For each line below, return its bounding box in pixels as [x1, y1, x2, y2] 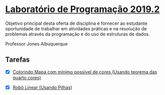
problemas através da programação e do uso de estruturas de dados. [5, 31, 150, 37]
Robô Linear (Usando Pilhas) [12, 84, 72, 90]
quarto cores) [12, 74, 42, 80]
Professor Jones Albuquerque [5, 40, 68, 46]
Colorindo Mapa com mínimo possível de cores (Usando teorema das [12, 69, 157, 75]
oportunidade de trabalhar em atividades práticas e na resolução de [5, 25, 147, 31]
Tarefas [5, 56, 30, 64]
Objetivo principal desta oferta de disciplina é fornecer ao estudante [5, 20, 148, 26]
